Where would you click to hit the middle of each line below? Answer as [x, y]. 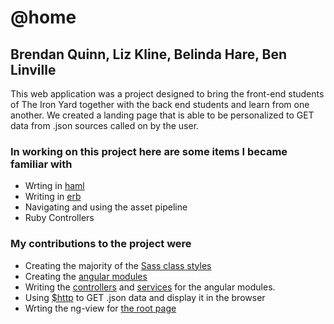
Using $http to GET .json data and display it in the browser [145, 297]
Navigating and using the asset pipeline [106, 207]
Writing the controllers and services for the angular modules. [150, 287]
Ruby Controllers [59, 218]
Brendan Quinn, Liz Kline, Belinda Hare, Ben [149, 54]
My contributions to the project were [101, 244]
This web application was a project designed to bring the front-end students [167, 94]
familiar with [41, 164]
